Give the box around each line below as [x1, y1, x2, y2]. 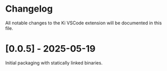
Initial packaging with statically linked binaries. [5, 59, 103, 66]
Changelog [5, 3, 53, 15]
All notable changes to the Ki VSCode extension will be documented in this [5, 20, 162, 26]
